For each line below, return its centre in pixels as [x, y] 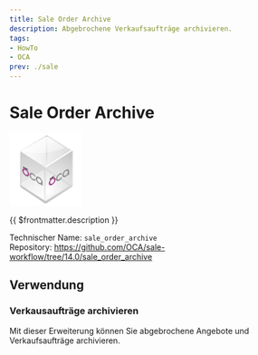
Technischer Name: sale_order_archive [83, 237]
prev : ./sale [34, 67]
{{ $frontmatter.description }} [64, 220]
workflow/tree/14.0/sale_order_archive [81, 256]
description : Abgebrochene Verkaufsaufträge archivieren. [121, 29]
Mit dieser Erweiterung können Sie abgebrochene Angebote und [129, 331]
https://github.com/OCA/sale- [110, 247]
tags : [19, 38]
